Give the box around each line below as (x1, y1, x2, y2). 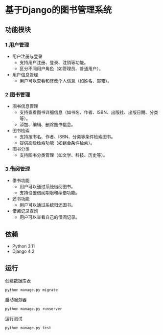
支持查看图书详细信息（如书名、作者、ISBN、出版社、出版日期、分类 (19, 110, 159, 115)
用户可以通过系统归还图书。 (19, 202, 76, 208)
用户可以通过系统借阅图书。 (19, 184, 76, 190)
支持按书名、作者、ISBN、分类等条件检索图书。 (19, 134, 116, 140)
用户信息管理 (12, 71, 38, 77)
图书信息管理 (12, 103, 38, 109)
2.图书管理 (5, 91, 30, 98)
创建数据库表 (5, 278, 31, 284)
